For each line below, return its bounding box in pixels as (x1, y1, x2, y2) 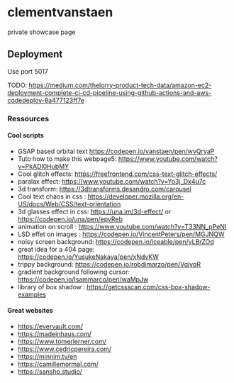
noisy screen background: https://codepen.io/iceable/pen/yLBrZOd (17, 237, 214, 245)
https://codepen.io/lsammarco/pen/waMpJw (17, 274, 149, 284)
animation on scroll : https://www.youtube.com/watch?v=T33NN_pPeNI (17, 222, 227, 231)
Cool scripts (7, 131, 44, 140)
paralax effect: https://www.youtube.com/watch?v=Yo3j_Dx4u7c (17, 177, 206, 185)
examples (17, 290, 46, 299)
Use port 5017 (7, 67, 48, 75)
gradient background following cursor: (17, 267, 130, 276)
